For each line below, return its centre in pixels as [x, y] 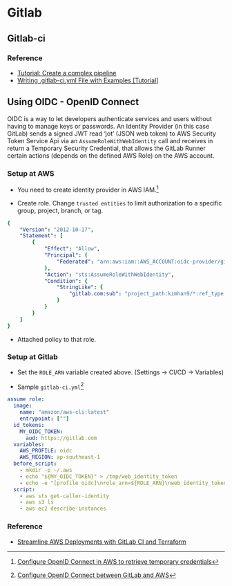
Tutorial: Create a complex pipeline [67, 73]
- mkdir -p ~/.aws [46, 470]
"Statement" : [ [41, 236]
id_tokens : [29, 425]
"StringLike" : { [80, 287]
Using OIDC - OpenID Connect [73, 102]
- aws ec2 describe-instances [63, 509]
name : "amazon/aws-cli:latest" [65, 412]
